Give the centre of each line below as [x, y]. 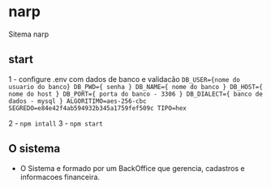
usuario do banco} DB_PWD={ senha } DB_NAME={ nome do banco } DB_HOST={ [136, 87]
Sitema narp [29, 34]
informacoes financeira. [60, 177]
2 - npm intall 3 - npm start [56, 123]
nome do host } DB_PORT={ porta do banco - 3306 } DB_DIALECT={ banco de [136, 94]
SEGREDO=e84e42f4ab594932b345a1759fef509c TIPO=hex [97, 108]
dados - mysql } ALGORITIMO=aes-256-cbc [78, 101]
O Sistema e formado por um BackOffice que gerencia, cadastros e [132, 168]
